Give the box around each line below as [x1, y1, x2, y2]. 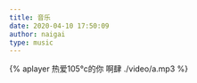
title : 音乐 [9, 12, 51, 22]
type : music [9, 37, 53, 47]
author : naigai [9, 29, 66, 38]
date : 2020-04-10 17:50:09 [9, 21, 110, 30]
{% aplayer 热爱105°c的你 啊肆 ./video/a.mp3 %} [9, 63, 189, 74]
